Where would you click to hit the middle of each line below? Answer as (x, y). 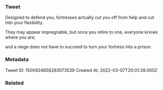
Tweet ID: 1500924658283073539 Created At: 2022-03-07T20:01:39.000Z (81, 70)
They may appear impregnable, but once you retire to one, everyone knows (82, 32)
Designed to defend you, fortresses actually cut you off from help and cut (80, 18)
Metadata (17, 60)
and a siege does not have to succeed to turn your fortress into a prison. (79, 47)
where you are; (20, 37)
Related (15, 83)
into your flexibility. (24, 22)
